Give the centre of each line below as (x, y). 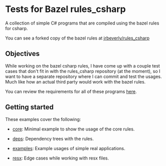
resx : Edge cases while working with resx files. (60, 158)
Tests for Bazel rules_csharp (65, 9)
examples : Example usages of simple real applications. (69, 148)
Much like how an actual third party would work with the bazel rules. (75, 81)
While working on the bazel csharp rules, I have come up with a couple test (82, 65)
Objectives (22, 54)
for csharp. (16, 28)
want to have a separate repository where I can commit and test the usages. (83, 76)
